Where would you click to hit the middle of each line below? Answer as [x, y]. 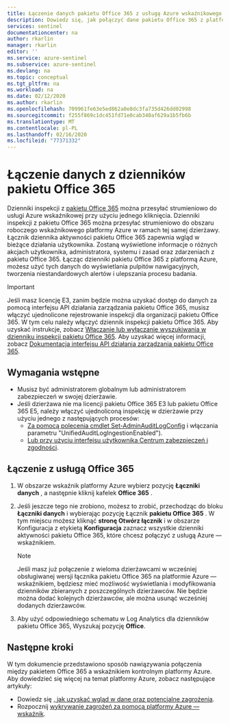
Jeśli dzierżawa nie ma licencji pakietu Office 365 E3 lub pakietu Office [117, 403]
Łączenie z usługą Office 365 [71, 469]
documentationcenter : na [42, 33]
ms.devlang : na [29, 71]
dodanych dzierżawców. [51, 605]
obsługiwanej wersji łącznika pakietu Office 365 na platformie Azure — [117, 576]
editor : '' [23, 52]
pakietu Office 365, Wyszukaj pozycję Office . [81, 626]
